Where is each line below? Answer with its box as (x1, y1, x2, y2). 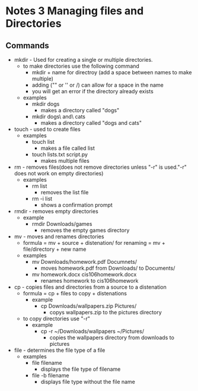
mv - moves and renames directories (14, 233, 104, 240)
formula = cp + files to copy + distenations (23, 290, 127, 297)
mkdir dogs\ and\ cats (31, 113, 85, 120)
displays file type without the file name (40, 379, 136, 385)
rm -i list (31, 195, 53, 202)
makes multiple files (40, 157, 90, 164)
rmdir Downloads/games (31, 220, 92, 227)
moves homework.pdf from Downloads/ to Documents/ (40, 264, 175, 272)
